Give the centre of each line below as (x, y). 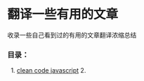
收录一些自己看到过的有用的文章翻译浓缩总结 (72, 35)
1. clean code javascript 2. (48, 71)
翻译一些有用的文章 (63, 14)
